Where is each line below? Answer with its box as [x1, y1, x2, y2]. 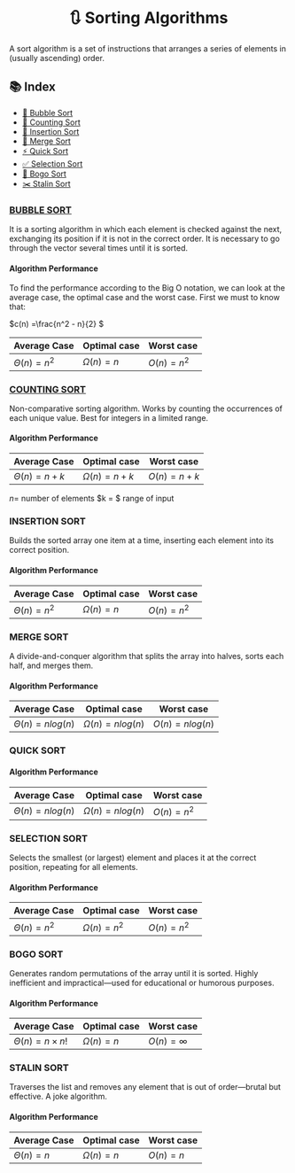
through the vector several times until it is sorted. [9, 243, 189, 253]
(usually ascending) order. [9, 52, 105, 63]
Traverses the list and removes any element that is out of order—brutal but [9, 1082, 282, 1092]
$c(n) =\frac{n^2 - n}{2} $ [9, 319, 105, 330]
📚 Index [9, 80, 56, 95]
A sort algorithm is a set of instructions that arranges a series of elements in [9, 43, 286, 54]
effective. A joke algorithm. [9, 1091, 108, 1102]
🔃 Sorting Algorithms [69, 8, 229, 28]
